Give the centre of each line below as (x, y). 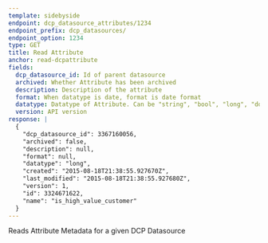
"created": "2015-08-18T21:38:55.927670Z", (96, 171)
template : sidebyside (44, 16)
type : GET (25, 45)
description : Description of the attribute (89, 90)
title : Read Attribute (46, 53)
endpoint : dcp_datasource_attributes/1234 (80, 23)
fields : (21, 68)
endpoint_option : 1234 (46, 38)
